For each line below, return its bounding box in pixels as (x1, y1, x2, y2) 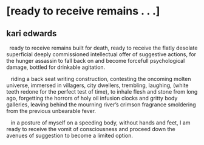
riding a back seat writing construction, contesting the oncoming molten (10, 76, 191, 82)
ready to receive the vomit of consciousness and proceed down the (6, 126, 176, 132)
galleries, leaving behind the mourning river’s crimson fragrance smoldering (6, 101, 196, 108)
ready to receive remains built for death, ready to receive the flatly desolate (8, 44, 198, 51)
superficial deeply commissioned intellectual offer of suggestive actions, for (6, 51, 196, 58)
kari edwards (6, 28, 57, 39)
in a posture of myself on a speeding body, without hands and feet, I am (10, 119, 191, 126)
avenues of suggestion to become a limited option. (6, 132, 134, 139)
